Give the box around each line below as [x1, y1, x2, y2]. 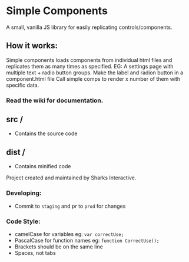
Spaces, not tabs [14, 249, 56, 256]
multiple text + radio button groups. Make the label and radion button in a [6, 69, 184, 76]
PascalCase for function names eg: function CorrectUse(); [14, 237, 160, 244]
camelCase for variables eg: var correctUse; [14, 230, 124, 237]
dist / [6, 147, 25, 157]
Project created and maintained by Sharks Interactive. [6, 174, 137, 181]
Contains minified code [14, 163, 71, 170]
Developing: [6, 189, 42, 197]
